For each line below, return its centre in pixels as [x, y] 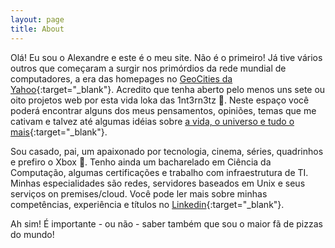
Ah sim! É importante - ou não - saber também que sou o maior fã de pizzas [166, 223]
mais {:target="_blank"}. [59, 132]
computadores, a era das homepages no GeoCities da [121, 78]
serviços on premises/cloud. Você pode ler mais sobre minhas [139, 193]
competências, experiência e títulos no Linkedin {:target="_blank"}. [147, 204]
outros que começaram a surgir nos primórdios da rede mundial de [148, 68]
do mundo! [32, 234]
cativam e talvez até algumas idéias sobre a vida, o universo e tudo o [152, 121]
